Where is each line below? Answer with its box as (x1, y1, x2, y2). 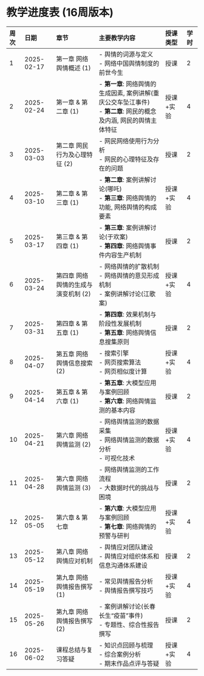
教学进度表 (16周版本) (6, 5, 114, 19)
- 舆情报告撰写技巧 (98, 586, 154, 594)
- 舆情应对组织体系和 (98, 552, 160, 560)
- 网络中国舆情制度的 (98, 59, 160, 68)
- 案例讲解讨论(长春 (98, 602, 156, 610)
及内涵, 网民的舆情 (98, 116, 151, 125)
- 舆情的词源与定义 (98, 50, 154, 58)
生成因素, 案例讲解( (98, 89, 154, 97)
